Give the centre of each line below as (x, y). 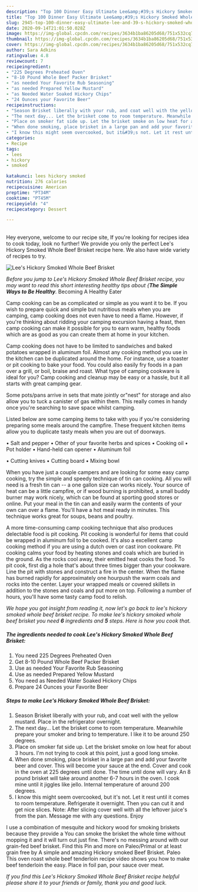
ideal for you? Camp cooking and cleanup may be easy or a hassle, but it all (98, 377)
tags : (13, 149)
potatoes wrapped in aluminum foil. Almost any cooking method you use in (97, 352)
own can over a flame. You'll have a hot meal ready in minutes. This (88, 510)
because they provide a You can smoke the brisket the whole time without (96, 833)
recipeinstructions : (32, 105)
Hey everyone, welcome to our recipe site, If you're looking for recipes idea (98, 238)
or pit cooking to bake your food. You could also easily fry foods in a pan (94, 365)
